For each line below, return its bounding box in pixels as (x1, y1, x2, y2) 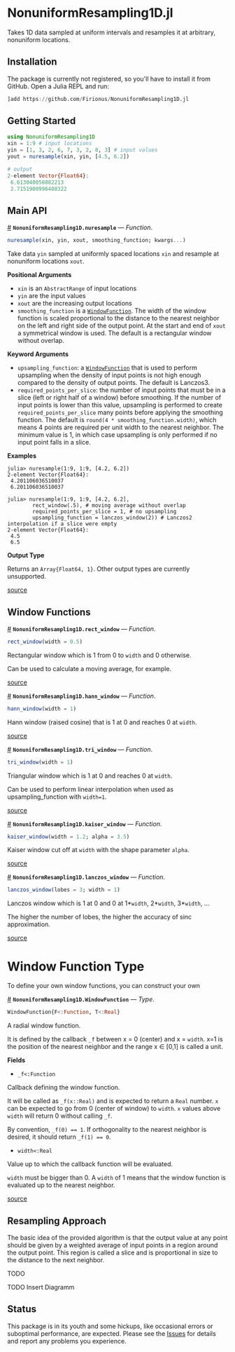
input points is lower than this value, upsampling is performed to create (17, 401, 222, 410)
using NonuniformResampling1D (7, 133, 96, 141)
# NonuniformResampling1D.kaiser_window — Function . (7, 819, 162, 828)
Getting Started (7, 115, 76, 127)
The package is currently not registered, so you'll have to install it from (7, 74, 211, 83)
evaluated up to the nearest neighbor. (7, 1181, 115, 1189)
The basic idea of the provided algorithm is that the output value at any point (7, 1233, 228, 1242)
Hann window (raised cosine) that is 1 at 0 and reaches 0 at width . (7, 717, 197, 726)
